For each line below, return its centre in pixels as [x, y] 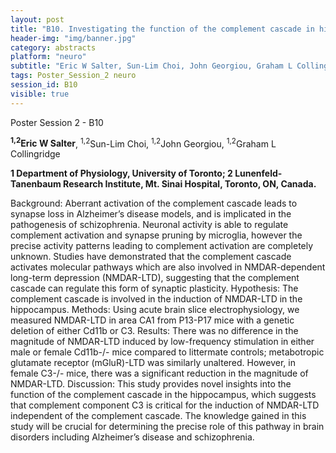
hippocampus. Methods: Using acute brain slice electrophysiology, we [155, 310]
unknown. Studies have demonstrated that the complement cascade [151, 257]
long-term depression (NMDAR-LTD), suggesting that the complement [155, 278]
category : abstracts [53, 47]
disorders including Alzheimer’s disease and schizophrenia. [132, 437]
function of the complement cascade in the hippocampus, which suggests [163, 395]
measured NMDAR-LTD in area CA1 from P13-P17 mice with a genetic [152, 320]
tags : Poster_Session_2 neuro [73, 76]
